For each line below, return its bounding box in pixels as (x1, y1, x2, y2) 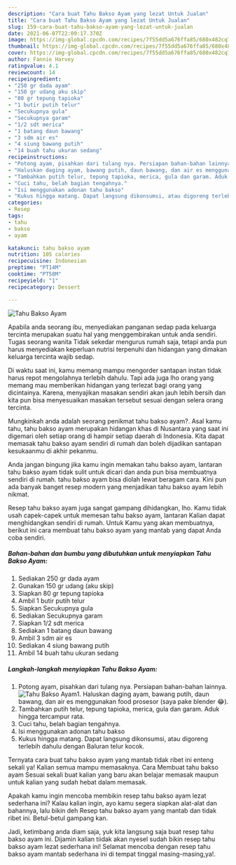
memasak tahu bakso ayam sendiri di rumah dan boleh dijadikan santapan (8, 439, 222, 447)
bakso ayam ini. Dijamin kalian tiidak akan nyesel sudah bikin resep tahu (8, 835, 216, 843)
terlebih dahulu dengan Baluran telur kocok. (18, 742, 145, 751)
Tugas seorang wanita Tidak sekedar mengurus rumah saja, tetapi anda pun (8, 337, 228, 346)
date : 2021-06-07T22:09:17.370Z (8, 29, 102, 37)
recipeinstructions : (8, 154, 69, 161)
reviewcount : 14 (8, 69, 55, 76)
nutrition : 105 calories (8, 251, 81, 258)
